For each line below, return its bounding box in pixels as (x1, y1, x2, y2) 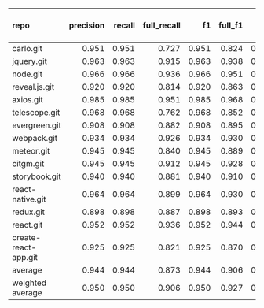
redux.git (12, 206, 46, 217)
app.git (12, 252, 38, 262)
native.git (12, 194, 46, 204)
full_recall (142, 20, 181, 31)
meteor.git (12, 146, 50, 156)
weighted (12, 277, 47, 288)
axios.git (12, 95, 43, 105)
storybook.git (12, 171, 61, 182)
